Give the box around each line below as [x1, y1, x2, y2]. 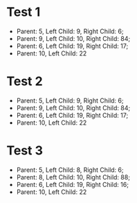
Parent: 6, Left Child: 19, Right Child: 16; [16, 180, 129, 188]
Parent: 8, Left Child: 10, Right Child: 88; [16, 173, 131, 181]
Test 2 [6, 73, 43, 89]
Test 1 [6, 4, 41, 20]
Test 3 [6, 143, 43, 159]
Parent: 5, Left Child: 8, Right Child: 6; [16, 166, 124, 174]
